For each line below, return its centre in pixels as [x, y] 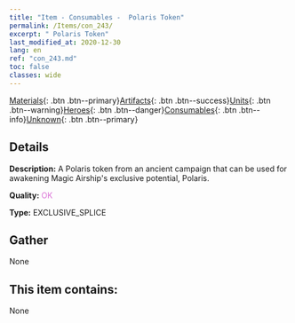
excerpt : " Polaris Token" [59, 34]
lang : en [25, 51]
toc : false [29, 67]
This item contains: [64, 289]
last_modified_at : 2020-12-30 [65, 42]
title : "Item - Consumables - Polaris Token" [97, 17]
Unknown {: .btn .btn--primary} [82, 119]
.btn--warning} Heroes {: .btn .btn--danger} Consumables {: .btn [123, 110]
